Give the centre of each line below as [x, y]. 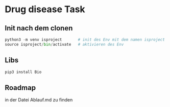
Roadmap [20, 87]
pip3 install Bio [23, 72]
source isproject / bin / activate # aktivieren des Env [64, 44]
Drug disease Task [45, 9]
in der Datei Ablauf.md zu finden [39, 100]
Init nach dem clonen [39, 28]
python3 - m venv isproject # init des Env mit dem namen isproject [85, 40]
